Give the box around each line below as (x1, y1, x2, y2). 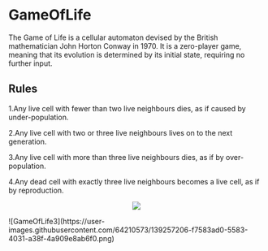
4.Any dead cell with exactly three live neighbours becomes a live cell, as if (8, 176, 260, 186)
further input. (8, 58, 53, 68)
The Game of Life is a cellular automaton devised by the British (8, 32, 218, 42)
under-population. (8, 112, 69, 122)
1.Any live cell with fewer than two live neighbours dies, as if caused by (8, 103, 246, 113)
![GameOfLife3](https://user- (8, 216, 106, 226)
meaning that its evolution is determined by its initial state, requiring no (8, 50, 245, 59)
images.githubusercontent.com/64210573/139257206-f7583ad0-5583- (8, 225, 249, 235)
